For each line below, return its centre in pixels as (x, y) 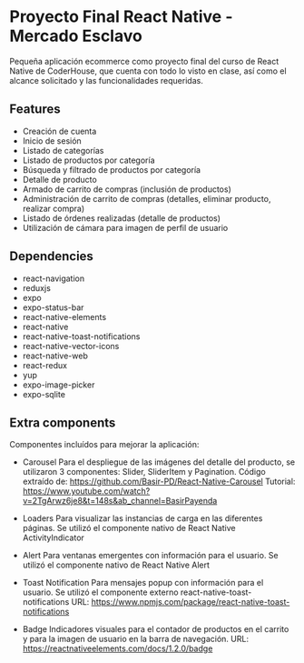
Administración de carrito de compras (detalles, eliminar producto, (147, 198)
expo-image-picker (59, 385)
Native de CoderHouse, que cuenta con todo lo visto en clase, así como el (148, 71)
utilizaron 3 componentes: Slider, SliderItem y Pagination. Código (144, 472)
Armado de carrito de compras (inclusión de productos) (127, 189)
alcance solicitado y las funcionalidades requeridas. (107, 80)
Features (35, 110)
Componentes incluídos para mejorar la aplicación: (104, 445)
